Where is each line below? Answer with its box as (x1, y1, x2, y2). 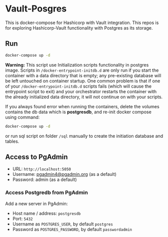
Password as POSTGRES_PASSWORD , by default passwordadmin (12, 226, 132, 232)
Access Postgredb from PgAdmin (5, 189, 88, 196)
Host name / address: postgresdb (12, 210, 81, 216)
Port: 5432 (12, 215, 33, 221)
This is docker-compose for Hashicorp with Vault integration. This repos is (5, 20, 159, 26)
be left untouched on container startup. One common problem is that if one (5, 78, 160, 84)
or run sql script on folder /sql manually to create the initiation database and (5, 133, 163, 139)
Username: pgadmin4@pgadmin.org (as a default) (12, 171, 117, 177)
